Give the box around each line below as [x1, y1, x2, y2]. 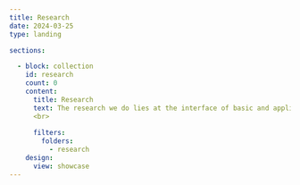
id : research [25, 71, 74, 80]
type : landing [9, 29, 62, 38]
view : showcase [32, 162, 90, 171]
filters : [32, 129, 66, 138]
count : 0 [25, 79, 58, 88]
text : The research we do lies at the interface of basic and [32, 104, 270, 113]
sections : [9, 46, 46, 55]
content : [25, 87, 58, 96]
